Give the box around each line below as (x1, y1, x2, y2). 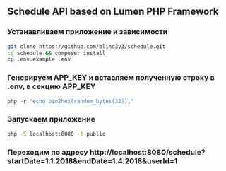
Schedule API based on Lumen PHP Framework (7, 6, 219, 18)
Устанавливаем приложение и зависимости (7, 27, 168, 37)
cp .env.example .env (7, 56, 71, 63)
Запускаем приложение (7, 114, 95, 124)
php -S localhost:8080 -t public (7, 130, 106, 137)
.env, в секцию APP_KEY (7, 81, 96, 91)
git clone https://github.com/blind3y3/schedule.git (7, 42, 166, 50)
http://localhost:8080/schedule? (89, 147, 206, 157)
